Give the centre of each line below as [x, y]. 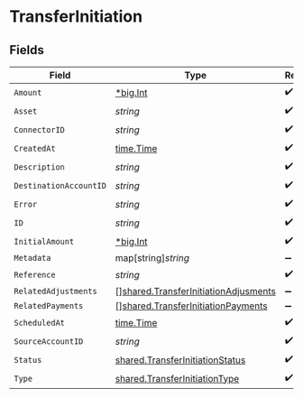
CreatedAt [35, 148]
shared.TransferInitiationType [177, 378]
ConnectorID [40, 130]
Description [40, 167]
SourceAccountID [49, 341]
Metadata [32, 258]
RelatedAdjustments [55, 291]
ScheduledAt [40, 323]
